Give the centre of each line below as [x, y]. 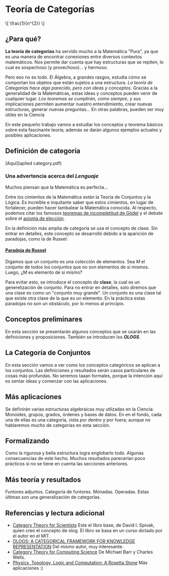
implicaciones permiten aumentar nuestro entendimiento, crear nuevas [79, 104]
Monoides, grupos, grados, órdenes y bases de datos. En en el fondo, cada [83, 414]
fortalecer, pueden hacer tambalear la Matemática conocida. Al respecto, [81, 207]
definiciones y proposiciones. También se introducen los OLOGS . [73, 337]
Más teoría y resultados [43, 479]
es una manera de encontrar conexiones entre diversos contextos [74, 56]
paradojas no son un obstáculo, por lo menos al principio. [65, 304]
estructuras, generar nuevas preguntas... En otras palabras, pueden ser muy [84, 109]
